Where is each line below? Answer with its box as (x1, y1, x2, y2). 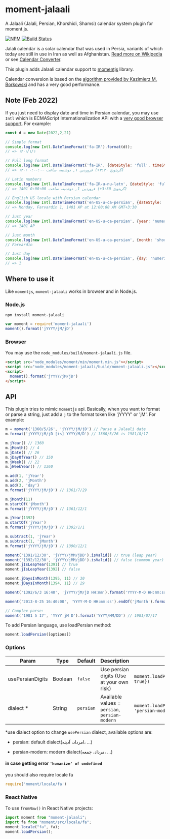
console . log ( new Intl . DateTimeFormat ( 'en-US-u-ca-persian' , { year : (5, 219, 151, 224)
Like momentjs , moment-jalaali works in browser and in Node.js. (5, 288, 138, 294)
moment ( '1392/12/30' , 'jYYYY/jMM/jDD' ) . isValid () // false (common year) (5, 557, 164, 562)
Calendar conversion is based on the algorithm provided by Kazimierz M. (5, 76, 157, 82)
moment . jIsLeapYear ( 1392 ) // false (5, 567, 80, 572)
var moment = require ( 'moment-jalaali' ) (5, 321, 92, 326)
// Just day (5, 251, 30, 256)
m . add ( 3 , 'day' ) (5, 483, 39, 488)
